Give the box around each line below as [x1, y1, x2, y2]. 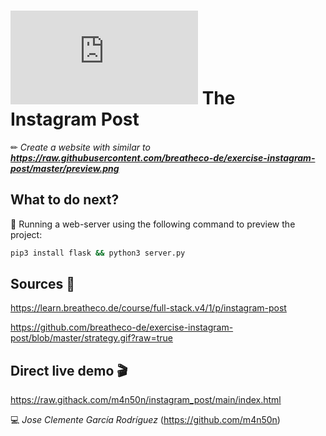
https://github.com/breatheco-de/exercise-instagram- [10, 321, 234, 334]
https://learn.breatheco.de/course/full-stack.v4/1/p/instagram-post [10, 302, 287, 314]
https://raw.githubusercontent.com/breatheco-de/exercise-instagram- [10, 151, 316, 164]
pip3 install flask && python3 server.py [10, 248, 186, 258]
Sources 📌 [10, 276, 76, 293]
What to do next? [10, 191, 120, 209]
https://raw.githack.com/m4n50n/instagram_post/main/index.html [10, 394, 282, 406]
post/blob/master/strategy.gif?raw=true [10, 332, 173, 344]
